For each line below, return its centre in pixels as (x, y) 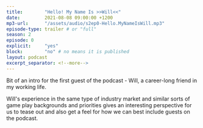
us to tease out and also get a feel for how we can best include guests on (98, 112)
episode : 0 (20, 40)
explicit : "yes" (33, 46)
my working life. (27, 87)
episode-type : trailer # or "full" (52, 29)
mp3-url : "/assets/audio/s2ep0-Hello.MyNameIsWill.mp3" (86, 23)
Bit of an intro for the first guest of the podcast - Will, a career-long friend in (101, 80)
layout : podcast (27, 57)
